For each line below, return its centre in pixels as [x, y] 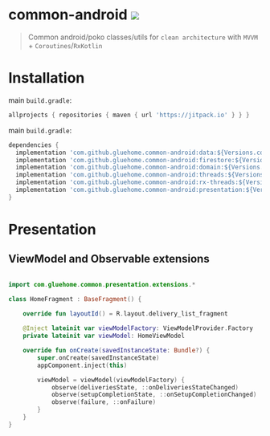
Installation [47, 78]
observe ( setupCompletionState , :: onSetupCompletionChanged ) [154, 395]
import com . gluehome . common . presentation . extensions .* [102, 284]
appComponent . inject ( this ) [82, 365]
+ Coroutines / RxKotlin [65, 45]
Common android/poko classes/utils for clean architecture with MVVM [143, 37]
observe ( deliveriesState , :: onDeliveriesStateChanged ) [145, 387]
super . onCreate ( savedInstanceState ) [98, 358]
